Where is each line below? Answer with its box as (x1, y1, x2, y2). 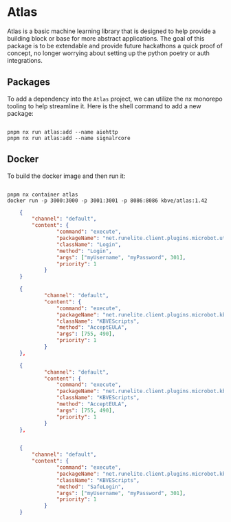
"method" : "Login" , (56, 248, 112, 254)
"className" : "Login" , (56, 241, 122, 248)
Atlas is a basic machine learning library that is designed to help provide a (7, 27, 217, 35)
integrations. (7, 56, 43, 64)
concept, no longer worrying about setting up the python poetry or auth (7, 49, 210, 57)
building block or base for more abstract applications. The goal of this (7, 34, 205, 42)
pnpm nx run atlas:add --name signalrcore (7, 134, 131, 141)
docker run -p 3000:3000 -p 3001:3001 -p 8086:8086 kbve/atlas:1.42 (7, 197, 208, 204)
